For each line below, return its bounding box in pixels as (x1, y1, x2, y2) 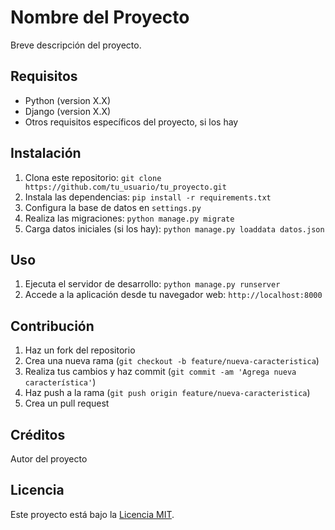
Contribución (10, 317, 95, 335)
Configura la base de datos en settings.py (24, 201, 202, 213)
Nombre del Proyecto (10, 6, 190, 29)
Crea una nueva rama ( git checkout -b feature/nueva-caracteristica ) (24, 355, 320, 367)
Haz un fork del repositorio (24, 344, 136, 356)
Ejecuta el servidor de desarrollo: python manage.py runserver (24, 278, 281, 290)
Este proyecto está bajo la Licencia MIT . (10, 508, 175, 520)
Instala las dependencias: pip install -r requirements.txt (24, 191, 272, 203)
